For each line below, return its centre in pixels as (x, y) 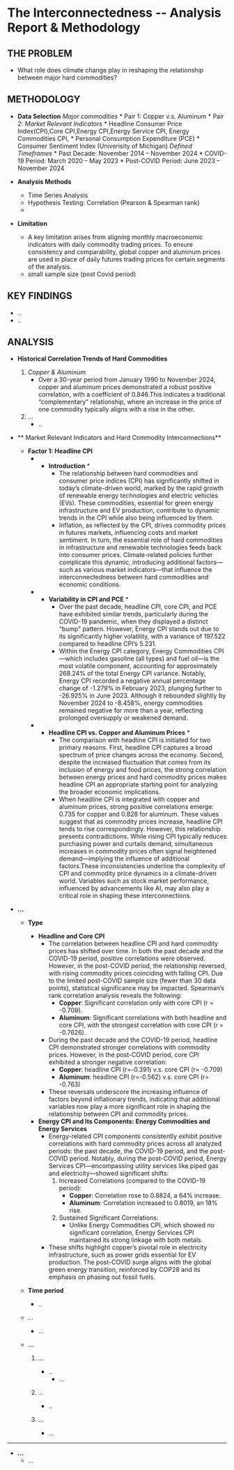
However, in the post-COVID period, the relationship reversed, (137, 966)
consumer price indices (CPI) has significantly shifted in (139, 481)
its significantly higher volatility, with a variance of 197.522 (142, 637)
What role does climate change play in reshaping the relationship (110, 70)
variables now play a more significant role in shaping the (130, 1107)
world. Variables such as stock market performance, (134, 881)
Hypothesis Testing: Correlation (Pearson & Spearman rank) (114, 202)
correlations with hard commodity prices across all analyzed (135, 1144)
